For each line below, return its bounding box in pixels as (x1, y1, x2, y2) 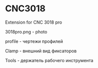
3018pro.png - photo (5, 29, 48, 34)
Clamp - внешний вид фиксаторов (5, 48, 77, 54)
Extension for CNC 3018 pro (5, 19, 62, 25)
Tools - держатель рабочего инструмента (5, 57, 94, 63)
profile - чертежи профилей (5, 38, 63, 44)
